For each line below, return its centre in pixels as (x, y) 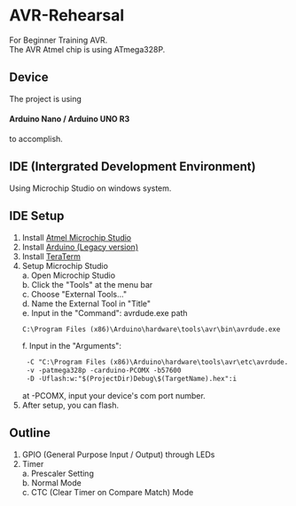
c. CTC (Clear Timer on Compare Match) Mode (108, 492)
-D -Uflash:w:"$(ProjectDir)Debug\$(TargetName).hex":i (132, 379)
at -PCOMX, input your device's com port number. (113, 396)
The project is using (46, 99)
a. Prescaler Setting (58, 473)
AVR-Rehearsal (67, 16)
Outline (30, 433)
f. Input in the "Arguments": (72, 346)
